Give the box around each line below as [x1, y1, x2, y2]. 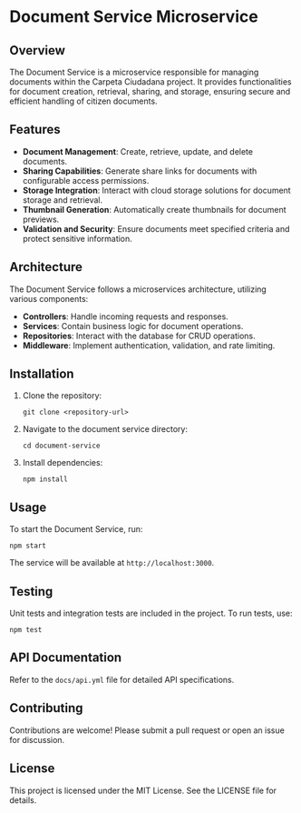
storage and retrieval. [22, 194, 103, 206]
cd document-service [22, 441, 101, 451]
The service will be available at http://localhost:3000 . [9, 557, 215, 568]
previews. [22, 214, 60, 225]
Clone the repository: [22, 390, 102, 401]
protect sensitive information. [22, 233, 133, 244]
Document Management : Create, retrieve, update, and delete [22, 146, 254, 156]
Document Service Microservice [9, 6, 258, 27]
